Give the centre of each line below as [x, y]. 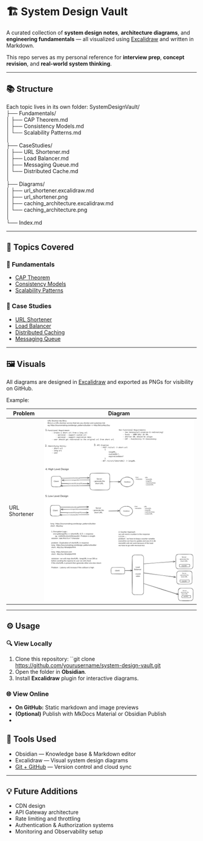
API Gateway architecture [47, 813]
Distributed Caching [40, 332]
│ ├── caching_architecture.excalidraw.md [60, 203]
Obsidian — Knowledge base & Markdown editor [75, 754]
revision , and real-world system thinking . [59, 64]
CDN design [30, 806]
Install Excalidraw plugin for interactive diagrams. [77, 678]
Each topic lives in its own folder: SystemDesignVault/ [73, 107]
